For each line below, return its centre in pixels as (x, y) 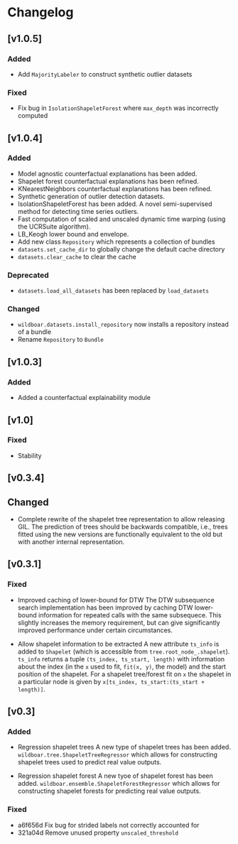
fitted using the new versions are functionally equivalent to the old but (120, 534)
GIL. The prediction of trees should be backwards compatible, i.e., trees (123, 527)
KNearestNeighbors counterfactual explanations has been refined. (115, 188)
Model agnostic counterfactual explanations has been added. (107, 173)
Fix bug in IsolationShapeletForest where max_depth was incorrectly (118, 108)
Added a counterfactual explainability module (84, 398)
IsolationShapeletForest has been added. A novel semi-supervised (115, 204)
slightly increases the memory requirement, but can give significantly (119, 622)
